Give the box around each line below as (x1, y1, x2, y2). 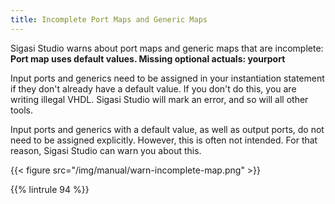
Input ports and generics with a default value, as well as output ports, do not (10, 123, 325, 135)
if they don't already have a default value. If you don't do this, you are (10, 82, 297, 95)
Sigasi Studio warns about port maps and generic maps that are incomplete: (10, 42, 324, 54)
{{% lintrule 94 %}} (10, 183, 90, 195)
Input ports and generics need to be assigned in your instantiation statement (10, 72, 325, 84)
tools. (10, 104, 34, 116)
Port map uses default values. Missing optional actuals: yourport (10, 52, 286, 65)
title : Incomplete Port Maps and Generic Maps (10, 14, 208, 25)
